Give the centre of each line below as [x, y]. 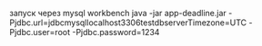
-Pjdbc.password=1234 [116, 32]
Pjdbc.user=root [40, 32]
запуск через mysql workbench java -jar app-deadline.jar [118, 13]
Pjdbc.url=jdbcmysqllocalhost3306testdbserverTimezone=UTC [128, 23]
